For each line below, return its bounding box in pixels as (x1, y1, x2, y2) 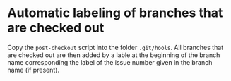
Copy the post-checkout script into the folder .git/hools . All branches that (7, 43, 224, 51)
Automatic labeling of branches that (7, 5, 223, 21)
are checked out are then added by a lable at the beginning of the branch (7, 51, 220, 59)
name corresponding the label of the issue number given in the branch (7, 58, 213, 66)
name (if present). (7, 66, 60, 74)
